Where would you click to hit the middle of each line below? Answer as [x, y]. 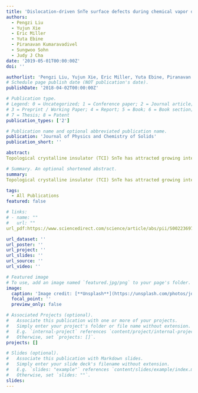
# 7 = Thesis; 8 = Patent [38, 115]
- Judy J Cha [27, 55]
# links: [17, 212]
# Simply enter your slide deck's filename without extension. [88, 364]
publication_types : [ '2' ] [38, 120]
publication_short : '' [34, 142]
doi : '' [16, 66]
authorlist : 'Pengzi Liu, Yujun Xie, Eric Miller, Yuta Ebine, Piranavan [99, 77]
